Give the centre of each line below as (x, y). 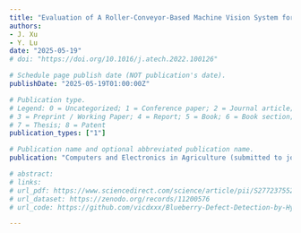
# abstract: (31, 174)
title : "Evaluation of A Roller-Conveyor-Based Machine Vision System (144, 17)
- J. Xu (24, 34)
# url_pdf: (30, 190)
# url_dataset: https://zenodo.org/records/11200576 (110, 199)
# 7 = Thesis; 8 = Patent (57, 125)
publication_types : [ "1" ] (57, 134)
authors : (26, 26)
